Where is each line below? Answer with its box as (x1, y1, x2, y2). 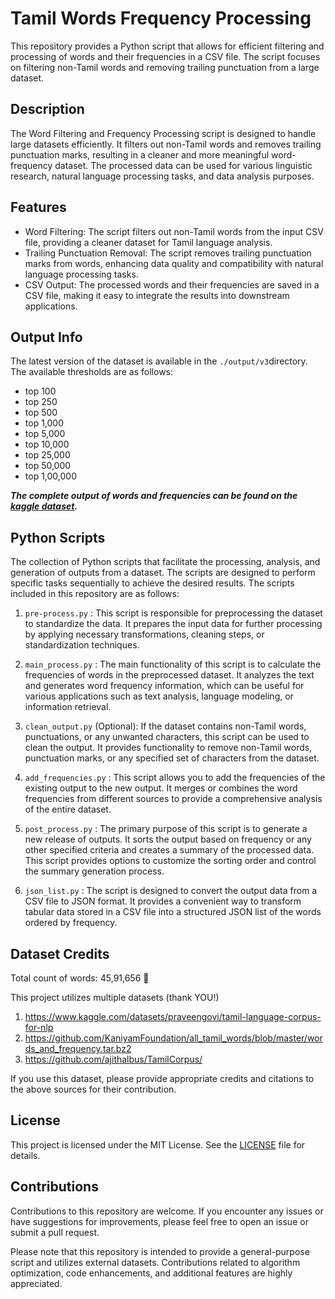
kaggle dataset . (10, 500, 78, 512)
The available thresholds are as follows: (10, 366, 174, 378)
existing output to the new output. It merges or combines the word (24, 782, 298, 794)
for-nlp (24, 1022, 54, 1033)
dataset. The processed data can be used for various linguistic (54, 159, 313, 171)
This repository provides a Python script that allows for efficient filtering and (10, 40, 325, 52)
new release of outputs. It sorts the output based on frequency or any (24, 833, 312, 846)
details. (10, 1149, 41, 1161)
